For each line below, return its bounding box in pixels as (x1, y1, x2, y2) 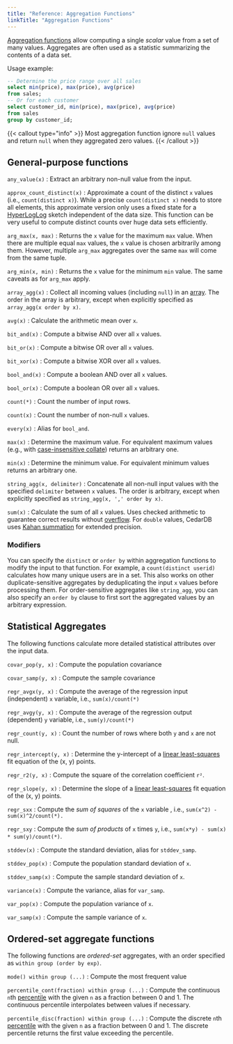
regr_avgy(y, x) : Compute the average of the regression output (7, 708, 193, 716)
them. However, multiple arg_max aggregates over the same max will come (7, 247, 217, 255)
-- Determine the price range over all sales (7, 77, 141, 84)
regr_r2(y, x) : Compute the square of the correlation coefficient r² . (7, 770, 205, 779)
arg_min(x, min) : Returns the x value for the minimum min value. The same (7, 267, 223, 276)
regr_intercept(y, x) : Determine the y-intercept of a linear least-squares (7, 749, 220, 758)
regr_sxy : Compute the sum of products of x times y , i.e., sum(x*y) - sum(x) (7, 825, 227, 833)
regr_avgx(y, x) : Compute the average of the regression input (7, 687, 188, 695)
